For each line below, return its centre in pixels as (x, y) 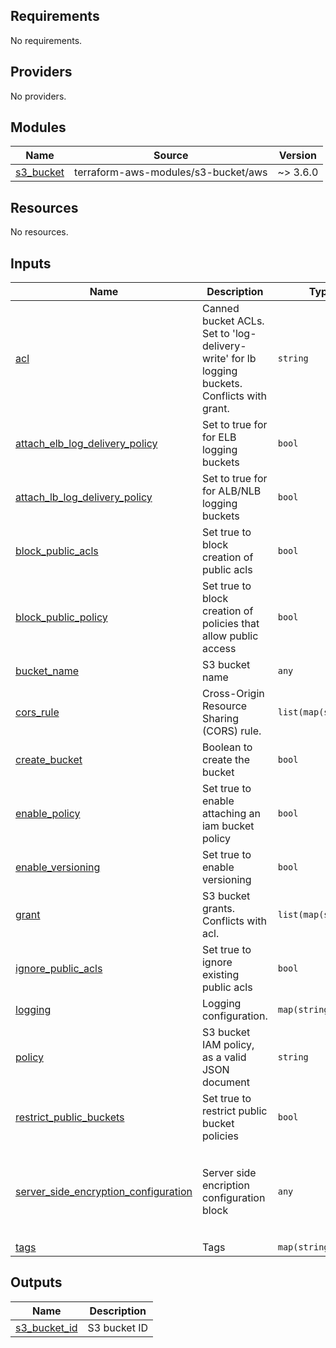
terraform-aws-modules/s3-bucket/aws (171, 172)
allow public (230, 636)
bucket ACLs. (233, 321)
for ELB (219, 437)
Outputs (36, 1282)
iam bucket (228, 826)
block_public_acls (57, 551)
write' (215, 359)
